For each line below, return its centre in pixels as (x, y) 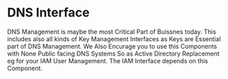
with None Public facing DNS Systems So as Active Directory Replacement (113, 54)
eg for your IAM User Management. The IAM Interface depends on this (108, 60)
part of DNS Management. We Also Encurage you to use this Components (112, 46)
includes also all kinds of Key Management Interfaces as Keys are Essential (114, 38)
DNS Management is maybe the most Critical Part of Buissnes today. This (112, 32)
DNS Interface (48, 13)
